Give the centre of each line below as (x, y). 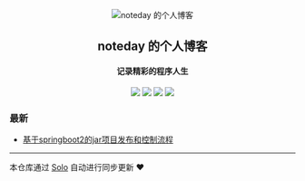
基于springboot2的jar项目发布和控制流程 (98, 139)
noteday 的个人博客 (152, 47)
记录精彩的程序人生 (152, 71)
